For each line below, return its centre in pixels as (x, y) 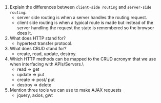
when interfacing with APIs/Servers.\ (47, 64)
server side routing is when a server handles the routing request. (82, 17)
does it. (25, 33)
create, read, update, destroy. (47, 54)
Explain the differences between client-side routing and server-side (80, 7)
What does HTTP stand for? (38, 38)
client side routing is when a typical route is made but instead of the (85, 22)
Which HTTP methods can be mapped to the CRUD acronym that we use (83, 59)
